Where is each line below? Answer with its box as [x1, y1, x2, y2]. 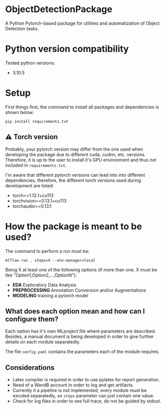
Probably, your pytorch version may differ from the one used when [5, 146, 143, 152]
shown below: [5, 109, 34, 115]
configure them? [5, 315, 59, 323]
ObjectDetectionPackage [5, 4, 113, 15]
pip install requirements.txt [5, 119, 69, 124]
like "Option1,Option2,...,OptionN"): [5, 272, 77, 278]
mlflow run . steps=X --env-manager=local [5, 258, 96, 263]
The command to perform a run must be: [5, 248, 90, 254]
